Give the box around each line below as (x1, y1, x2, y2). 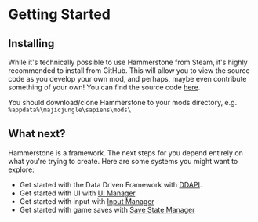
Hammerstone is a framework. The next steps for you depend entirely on (8, 147, 243, 158)
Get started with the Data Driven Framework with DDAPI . (19, 180, 202, 189)
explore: (8, 165, 35, 174)
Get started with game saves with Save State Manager (19, 205, 195, 214)
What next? (8, 127, 66, 140)
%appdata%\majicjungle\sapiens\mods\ (8, 106, 132, 114)
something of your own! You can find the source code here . (8, 82, 201, 92)
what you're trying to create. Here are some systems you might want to (8, 156, 238, 166)
